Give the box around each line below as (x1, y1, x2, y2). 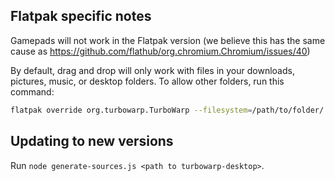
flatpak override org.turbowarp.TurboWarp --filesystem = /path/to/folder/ (10, 105, 325, 115)
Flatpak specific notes (10, 8, 152, 25)
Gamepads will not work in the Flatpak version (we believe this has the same (10, 34, 326, 46)
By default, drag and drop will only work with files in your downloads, (10, 64, 295, 76)
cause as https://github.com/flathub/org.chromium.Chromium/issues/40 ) (10, 45, 311, 57)
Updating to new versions (10, 133, 174, 150)
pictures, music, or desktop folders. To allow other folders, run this (10, 75, 285, 87)
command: (10, 85, 55, 98)
